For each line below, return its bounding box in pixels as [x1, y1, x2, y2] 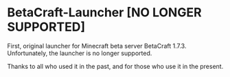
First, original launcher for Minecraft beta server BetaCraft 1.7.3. [7, 42, 187, 50]
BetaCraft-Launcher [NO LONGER [7, 5, 202, 20]
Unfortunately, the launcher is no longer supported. [7, 49, 152, 57]
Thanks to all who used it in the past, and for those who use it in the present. [7, 62, 224, 70]
